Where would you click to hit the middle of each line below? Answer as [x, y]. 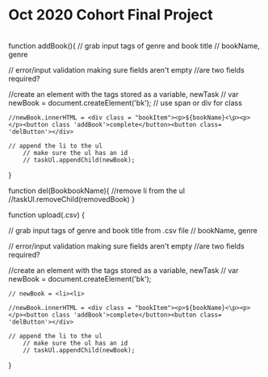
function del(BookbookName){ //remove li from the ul [97, 191]
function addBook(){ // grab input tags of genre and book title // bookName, [134, 45]
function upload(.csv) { [46, 215]
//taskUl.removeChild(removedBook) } [72, 199]
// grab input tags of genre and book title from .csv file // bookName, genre [133, 230]
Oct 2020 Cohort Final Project [111, 15]
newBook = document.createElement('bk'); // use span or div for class [125, 103]
